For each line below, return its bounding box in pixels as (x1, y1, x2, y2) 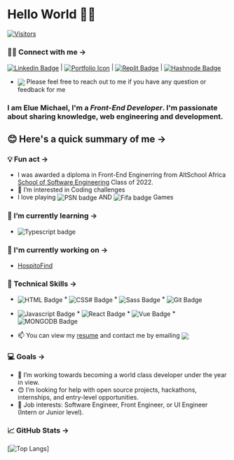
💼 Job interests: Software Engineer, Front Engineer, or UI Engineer (17, 400, 208, 409)
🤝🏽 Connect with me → (7, 47, 86, 57)
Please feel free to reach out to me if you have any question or (26, 77, 207, 86)
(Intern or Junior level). (17, 407, 84, 416)
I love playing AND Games (17, 192, 174, 201)
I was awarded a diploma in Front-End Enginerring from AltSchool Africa (17, 170, 226, 178)
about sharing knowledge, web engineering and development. (7, 112, 223, 121)
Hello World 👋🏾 (7, 6, 96, 22)
